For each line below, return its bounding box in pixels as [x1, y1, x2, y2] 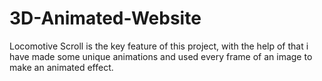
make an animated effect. [9, 61, 114, 73]
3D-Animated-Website [9, 7, 202, 30]
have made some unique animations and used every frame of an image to [9, 50, 313, 62]
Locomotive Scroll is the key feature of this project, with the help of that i [9, 40, 309, 52]
